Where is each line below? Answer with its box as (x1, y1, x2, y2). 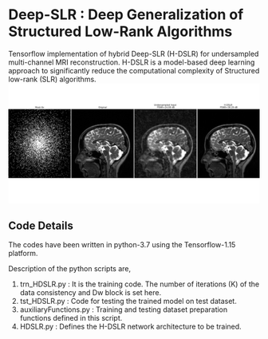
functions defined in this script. (19, 313, 123, 323)
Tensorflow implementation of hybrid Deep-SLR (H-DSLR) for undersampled (8, 49, 259, 58)
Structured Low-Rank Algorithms (8, 22, 233, 41)
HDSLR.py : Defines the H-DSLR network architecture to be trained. (19, 321, 242, 332)
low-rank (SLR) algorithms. (8, 74, 97, 84)
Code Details (8, 219, 73, 232)
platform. (8, 249, 38, 258)
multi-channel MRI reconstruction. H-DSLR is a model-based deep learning (8, 57, 255, 67)
